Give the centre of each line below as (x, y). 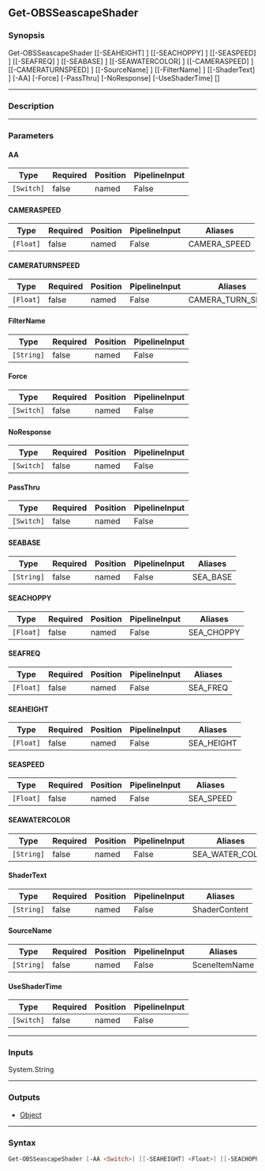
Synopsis (26, 36)
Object (30, 1115)
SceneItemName (223, 965)
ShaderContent (220, 909)
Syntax (22, 1143)
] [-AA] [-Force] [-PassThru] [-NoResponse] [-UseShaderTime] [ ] (114, 77)
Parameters (31, 135)
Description (31, 106)
